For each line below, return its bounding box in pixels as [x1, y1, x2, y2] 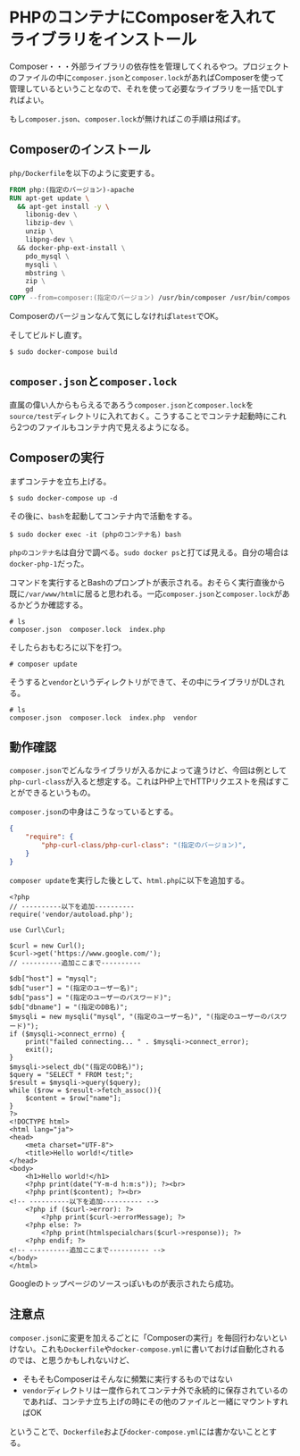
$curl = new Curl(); [9, 941, 87, 950]
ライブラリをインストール [9, 29, 197, 50]
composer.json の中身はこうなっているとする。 [9, 806, 179, 817]
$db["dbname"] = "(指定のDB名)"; [9, 1002, 129, 1012]
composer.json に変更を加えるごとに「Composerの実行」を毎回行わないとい [9, 1332, 287, 1342]
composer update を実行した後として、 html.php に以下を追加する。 [9, 874, 250, 885]
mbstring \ [25, 268, 66, 277]
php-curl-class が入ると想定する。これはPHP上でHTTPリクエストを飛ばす [9, 776, 282, 787]
